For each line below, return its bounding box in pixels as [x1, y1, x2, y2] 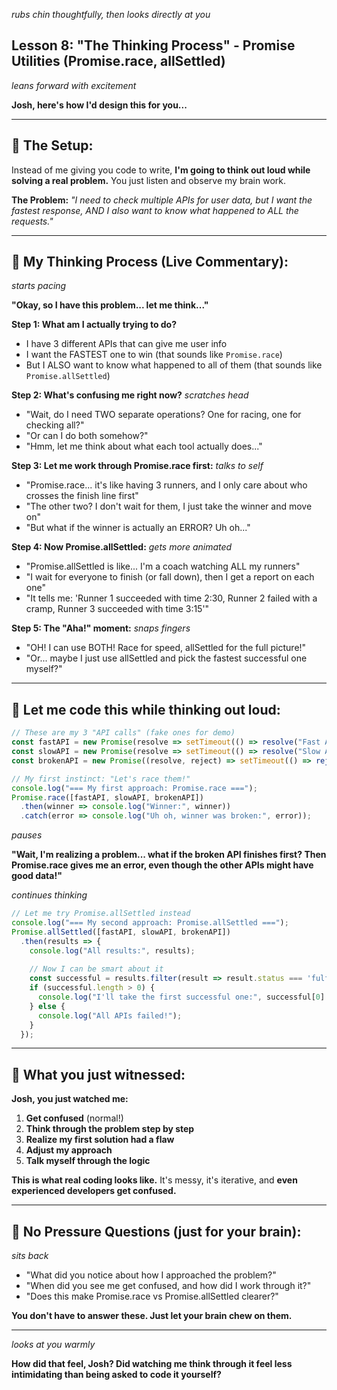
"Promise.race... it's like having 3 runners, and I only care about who [25, 479, 308, 491]
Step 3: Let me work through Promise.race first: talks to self [11, 460, 264, 472]
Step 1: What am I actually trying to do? [11, 319, 178, 331]
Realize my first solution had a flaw [25, 1134, 175, 1146]
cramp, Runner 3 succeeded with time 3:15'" [25, 603, 210, 615]
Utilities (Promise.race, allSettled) [11, 53, 226, 70]
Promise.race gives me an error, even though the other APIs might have [11, 859, 314, 871]
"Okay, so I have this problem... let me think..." [11, 299, 209, 311]
